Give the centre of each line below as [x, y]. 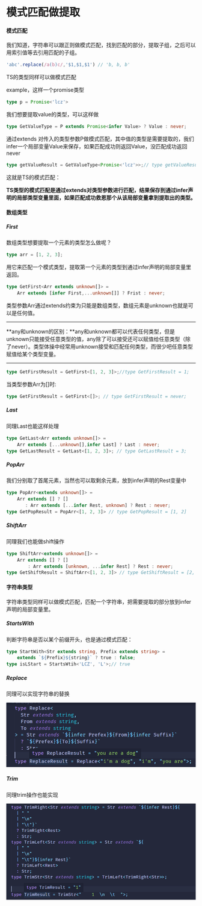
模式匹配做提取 [43, 12]
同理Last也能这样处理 [32, 426]
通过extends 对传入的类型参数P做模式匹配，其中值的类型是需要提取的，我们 [100, 139]
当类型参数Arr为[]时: [31, 384]
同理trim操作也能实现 [32, 794]
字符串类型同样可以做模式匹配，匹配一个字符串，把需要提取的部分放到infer [99, 601]
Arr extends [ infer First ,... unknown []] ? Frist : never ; [91, 293]
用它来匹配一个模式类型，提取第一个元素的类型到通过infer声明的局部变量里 [99, 267]
